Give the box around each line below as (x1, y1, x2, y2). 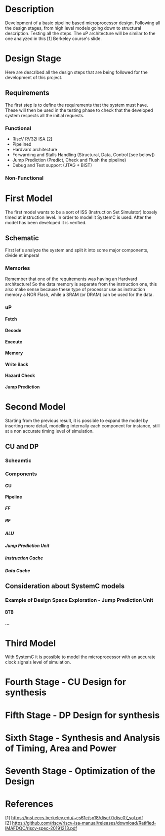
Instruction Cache (5, 555, 43, 561)
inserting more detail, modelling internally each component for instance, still (5, 422, 160, 428)
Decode (5, 328, 22, 334)
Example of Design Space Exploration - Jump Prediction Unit (5, 597, 154, 604)
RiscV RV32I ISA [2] (12, 136, 53, 142)
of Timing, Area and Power (5, 743, 117, 754)
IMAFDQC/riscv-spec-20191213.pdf (5, 825, 78, 831)
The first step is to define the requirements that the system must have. (5, 102, 148, 108)
